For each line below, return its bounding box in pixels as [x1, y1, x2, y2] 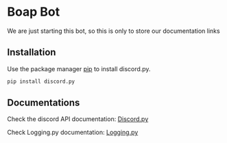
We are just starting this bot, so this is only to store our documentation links [7, 27, 221, 35]
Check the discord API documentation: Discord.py [7, 115, 149, 123]
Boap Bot [7, 4, 60, 20]
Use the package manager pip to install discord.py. [7, 64, 151, 73]
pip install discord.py [7, 78, 75, 85]
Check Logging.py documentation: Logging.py [7, 128, 139, 137]
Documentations [7, 97, 80, 109]
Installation [7, 47, 56, 58]
